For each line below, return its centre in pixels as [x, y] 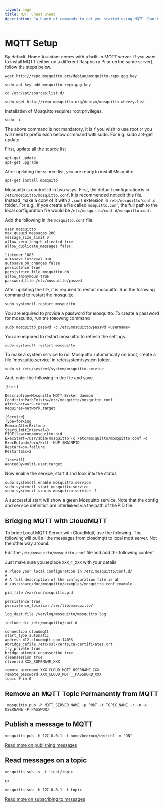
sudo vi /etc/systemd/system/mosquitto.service [55, 369]
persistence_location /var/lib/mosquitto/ [49, 606]
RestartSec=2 [18, 452]
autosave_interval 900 [28, 259]
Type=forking [18, 421]
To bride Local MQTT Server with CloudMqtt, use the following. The [73, 533]
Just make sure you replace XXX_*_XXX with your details [61, 562]
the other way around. [27, 543]
